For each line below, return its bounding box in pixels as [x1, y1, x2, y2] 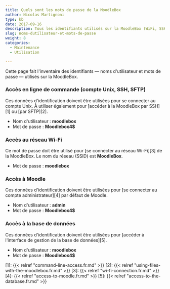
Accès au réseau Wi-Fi [5, 136, 62, 143]
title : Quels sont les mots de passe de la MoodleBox [5, 7, 121, 13]
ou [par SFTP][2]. [11, 108, 48, 114]
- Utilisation [10, 50, 39, 55]
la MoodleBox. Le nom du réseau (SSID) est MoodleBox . [5, 153, 123, 159]
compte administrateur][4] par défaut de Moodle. [5, 192, 108, 198]
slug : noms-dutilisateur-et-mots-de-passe [5, 31, 96, 36]
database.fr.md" [5, 278, 39, 284]
